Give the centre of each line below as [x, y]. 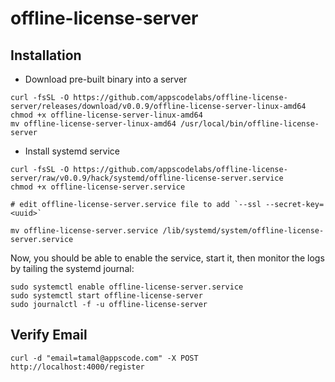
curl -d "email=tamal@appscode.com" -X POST [104, 358]
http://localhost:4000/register [77, 367]
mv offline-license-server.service [84, 231]
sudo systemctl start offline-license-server [106, 296]
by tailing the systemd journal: [72, 268]
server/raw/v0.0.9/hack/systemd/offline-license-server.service [147, 178]
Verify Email [49, 335]
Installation [46, 55]
